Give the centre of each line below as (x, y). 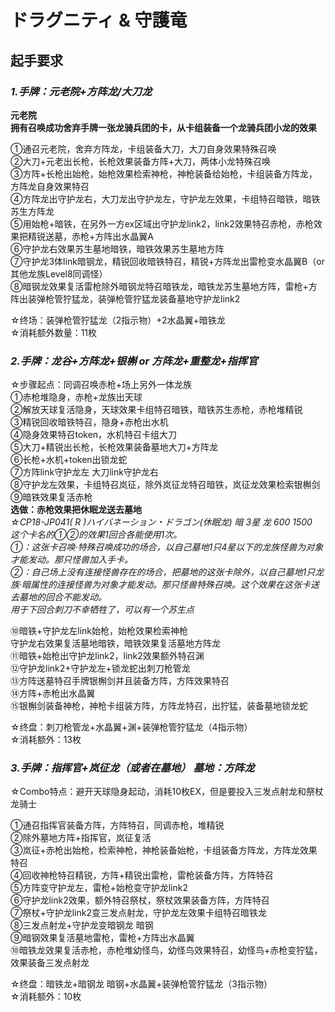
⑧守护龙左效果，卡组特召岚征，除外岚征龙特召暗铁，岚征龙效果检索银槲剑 (165, 485)
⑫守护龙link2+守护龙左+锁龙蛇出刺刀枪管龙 (100, 668)
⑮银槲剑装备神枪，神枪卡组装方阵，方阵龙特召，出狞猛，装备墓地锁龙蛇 (159, 706)
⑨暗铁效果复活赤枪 (51, 497)
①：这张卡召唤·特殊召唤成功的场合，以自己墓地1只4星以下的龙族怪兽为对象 (167, 547)
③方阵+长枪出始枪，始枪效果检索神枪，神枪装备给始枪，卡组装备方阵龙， (164, 173)
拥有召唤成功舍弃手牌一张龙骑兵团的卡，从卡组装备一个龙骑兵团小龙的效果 (163, 127)
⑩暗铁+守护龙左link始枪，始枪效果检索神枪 (99, 631)
